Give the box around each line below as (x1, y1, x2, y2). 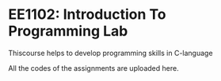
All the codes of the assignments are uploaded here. (8, 63, 180, 72)
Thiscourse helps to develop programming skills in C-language (8, 48, 213, 57)
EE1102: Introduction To (8, 6, 166, 24)
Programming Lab (8, 22, 128, 40)
